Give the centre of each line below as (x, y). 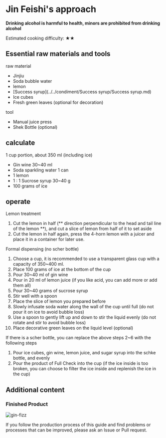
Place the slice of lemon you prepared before (59, 301)
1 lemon (21, 175)
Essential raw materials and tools (58, 54)
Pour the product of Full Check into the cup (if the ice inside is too (81, 363)
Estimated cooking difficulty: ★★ (40, 38)
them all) (22, 285)
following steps (21, 343)
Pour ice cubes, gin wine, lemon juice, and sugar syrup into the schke (84, 353)
